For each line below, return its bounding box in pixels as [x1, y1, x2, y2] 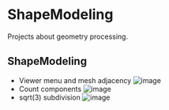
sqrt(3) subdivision [18, 93, 81, 102]
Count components [18, 84, 82, 93]
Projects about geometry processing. [7, 32, 128, 41]
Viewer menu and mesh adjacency [18, 75, 132, 85]
